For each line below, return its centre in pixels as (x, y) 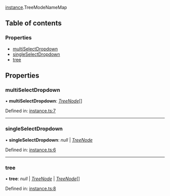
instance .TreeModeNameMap (36, 7)
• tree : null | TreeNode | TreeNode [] (42, 178)
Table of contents (33, 23)
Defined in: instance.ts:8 (31, 188)
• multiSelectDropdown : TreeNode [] (44, 101)
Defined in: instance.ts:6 (31, 150)
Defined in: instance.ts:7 (31, 111)
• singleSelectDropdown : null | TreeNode (49, 140)
